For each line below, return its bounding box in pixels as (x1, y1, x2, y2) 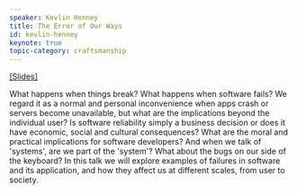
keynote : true (9, 38, 63, 48)
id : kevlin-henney (9, 30, 78, 39)
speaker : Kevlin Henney (9, 13, 99, 22)
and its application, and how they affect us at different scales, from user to (9, 165, 285, 176)
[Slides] (9, 71, 39, 82)
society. (9, 174, 39, 185)
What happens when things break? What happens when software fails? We (9, 89, 288, 100)
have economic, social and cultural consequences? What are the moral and (9, 127, 289, 137)
